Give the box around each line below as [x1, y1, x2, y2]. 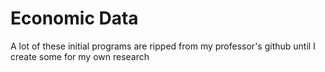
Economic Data [10, 7, 139, 30]
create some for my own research [10, 50, 150, 62]
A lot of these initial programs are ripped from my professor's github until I [10, 40, 316, 52]
